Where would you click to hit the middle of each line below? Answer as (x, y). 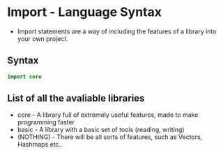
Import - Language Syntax (85, 12)
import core (24, 76)
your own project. (43, 38)
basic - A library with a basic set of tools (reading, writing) (101, 130)
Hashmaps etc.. (40, 145)
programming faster (46, 122)
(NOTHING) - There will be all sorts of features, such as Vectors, (110, 137)
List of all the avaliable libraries (76, 98)
